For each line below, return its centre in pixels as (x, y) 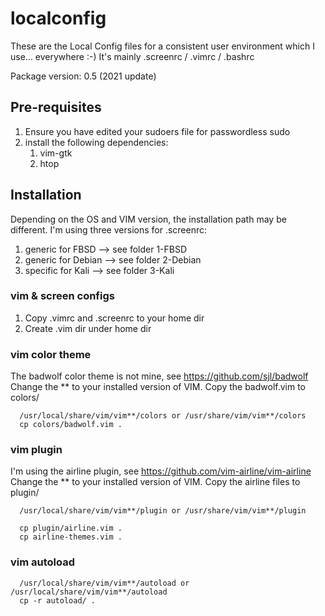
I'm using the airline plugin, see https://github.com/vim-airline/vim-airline (161, 471)
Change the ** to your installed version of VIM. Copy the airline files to (155, 482)
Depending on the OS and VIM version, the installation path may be (148, 219)
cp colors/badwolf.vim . (71, 425)
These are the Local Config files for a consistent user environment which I (162, 46)
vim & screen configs (62, 296)
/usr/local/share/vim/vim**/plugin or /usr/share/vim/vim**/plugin (163, 511)
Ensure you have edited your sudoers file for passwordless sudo (157, 131)
